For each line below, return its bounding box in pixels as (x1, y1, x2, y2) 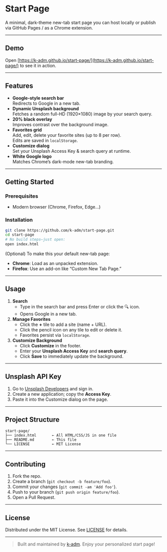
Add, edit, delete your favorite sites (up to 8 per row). (12, 132, 122, 138)
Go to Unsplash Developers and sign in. (12, 385, 93, 392)
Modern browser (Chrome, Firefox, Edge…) (12, 204, 101, 210)
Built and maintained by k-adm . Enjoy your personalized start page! (17, 541, 155, 547)
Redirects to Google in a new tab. (12, 100, 81, 106)
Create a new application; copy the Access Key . (12, 391, 112, 397)
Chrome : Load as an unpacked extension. (12, 261, 98, 267)
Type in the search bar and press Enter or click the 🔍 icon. (19, 303, 140, 309)
